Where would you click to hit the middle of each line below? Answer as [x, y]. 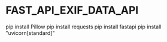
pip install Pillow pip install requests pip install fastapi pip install [83, 27]
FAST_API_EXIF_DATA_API [72, 10]
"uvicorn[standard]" [30, 33]
